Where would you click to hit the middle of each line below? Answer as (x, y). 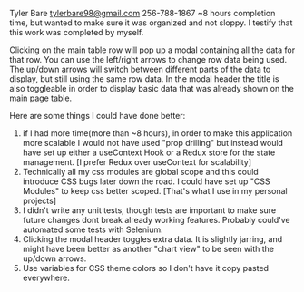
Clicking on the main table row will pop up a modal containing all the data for (152, 50)
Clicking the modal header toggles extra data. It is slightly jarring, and (152, 239)
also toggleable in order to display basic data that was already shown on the (152, 88)
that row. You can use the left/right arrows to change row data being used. (148, 59)
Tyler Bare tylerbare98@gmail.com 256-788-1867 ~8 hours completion (142, 13)
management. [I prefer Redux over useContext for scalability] (137, 162)
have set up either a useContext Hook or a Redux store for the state (149, 152)
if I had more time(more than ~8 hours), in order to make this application (157, 133)
